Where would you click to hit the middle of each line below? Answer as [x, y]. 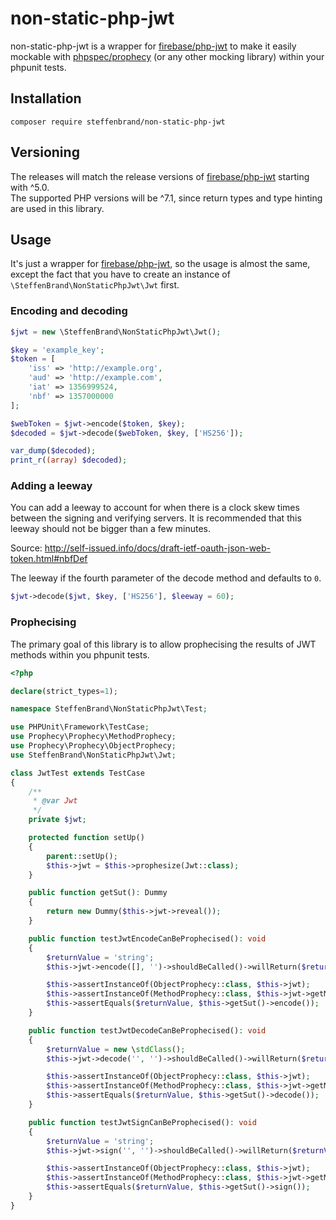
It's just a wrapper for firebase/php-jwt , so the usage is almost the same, [160, 264]
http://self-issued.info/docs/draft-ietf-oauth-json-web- [158, 548]
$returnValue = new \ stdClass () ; [116, 1049]
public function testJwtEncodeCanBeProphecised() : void [147, 938]
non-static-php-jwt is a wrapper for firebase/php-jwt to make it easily [153, 46]
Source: [26, 548]
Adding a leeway [51, 486]
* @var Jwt [55, 801]
